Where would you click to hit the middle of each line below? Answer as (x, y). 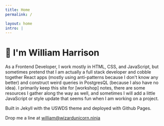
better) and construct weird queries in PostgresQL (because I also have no (82, 82)
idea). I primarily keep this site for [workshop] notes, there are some (75, 88)
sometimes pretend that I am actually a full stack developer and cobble (78, 72)
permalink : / (19, 14)
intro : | (14, 28)
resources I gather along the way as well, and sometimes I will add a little (80, 93)
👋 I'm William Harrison (52, 53)
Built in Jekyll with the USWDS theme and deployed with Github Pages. (78, 108)
